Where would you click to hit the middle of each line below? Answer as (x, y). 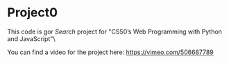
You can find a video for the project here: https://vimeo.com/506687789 (110, 52)
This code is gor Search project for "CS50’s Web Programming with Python (114, 32)
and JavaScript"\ (31, 38)
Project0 (32, 13)
